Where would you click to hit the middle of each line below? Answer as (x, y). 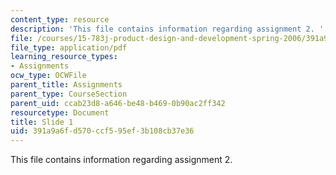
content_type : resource (60, 19)
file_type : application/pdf (69, 47)
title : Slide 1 (42, 122)
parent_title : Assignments (66, 85)
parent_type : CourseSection (69, 94)
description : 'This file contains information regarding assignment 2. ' (167, 29)
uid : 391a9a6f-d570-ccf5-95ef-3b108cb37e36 (102, 131)
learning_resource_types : (64, 57)
